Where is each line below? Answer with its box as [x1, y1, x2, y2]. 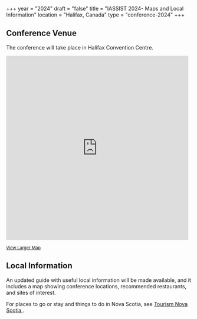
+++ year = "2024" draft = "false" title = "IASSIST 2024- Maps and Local [6, 5, 184, 12]
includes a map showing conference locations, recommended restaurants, [6, 282, 187, 290]
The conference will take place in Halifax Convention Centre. [6, 44, 153, 51]
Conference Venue [6, 28, 77, 38]
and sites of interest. [6, 289, 56, 296]
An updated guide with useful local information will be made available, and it [6, 277, 192, 284]
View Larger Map [6, 245, 41, 251]
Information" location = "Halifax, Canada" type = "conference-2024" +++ [6, 11, 185, 18]
